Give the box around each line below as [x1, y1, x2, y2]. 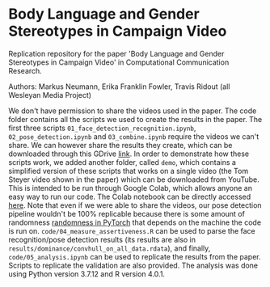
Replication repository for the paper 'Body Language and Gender [8, 49, 225, 58]
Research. [8, 65, 42, 75]
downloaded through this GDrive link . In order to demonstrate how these [8, 149, 250, 158]
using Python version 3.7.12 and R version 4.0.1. [8, 268, 166, 279]
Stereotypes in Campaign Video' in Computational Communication [8, 57, 230, 67]
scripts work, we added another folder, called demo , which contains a [8, 157, 237, 167]
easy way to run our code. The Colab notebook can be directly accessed [8, 192, 251, 201]
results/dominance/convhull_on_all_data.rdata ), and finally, [8, 243, 211, 253]
